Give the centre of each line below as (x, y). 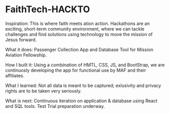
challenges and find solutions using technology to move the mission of (79, 34)
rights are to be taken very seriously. (44, 91)
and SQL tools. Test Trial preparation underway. (55, 106)
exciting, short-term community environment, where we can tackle (75, 28)
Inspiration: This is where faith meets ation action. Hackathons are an (77, 23)
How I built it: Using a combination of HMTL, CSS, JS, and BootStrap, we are (85, 65)
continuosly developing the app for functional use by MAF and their (76, 70)
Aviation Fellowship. (26, 55)
